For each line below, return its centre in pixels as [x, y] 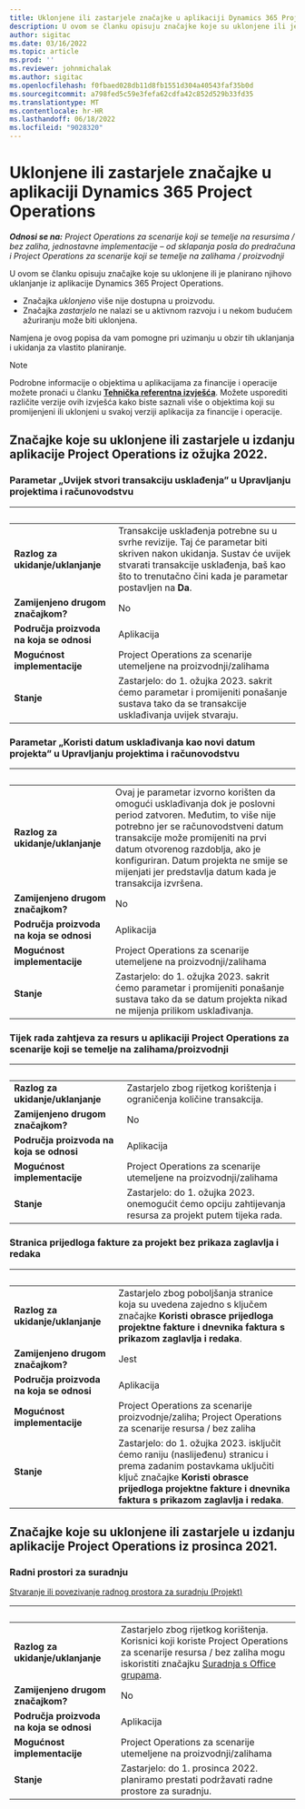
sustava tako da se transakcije [182, 703]
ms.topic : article [44, 52]
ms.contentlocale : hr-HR [56, 111]
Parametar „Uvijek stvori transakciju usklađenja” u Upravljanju [150, 480]
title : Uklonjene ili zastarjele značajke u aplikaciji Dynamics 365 [144, 18]
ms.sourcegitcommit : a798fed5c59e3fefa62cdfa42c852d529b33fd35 [132, 94]
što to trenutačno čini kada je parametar [203, 576]
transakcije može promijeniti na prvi [191, 838]
